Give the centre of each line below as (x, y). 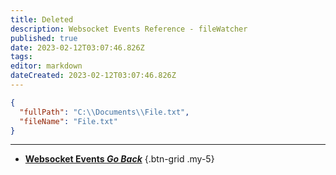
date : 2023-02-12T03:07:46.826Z (77, 47)
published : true (44, 38)
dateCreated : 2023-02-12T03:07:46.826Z (93, 76)
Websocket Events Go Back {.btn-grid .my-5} (119, 159)
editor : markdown (46, 66)
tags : (21, 57)
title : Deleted (42, 19)
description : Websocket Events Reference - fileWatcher (129, 29)
